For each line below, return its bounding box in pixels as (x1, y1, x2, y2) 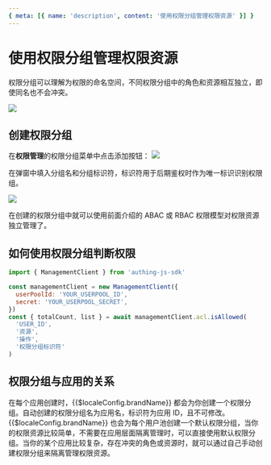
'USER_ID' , (15, 320, 52, 329)
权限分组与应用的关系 (8, 375, 115, 388)
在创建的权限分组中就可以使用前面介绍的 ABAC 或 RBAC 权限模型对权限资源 (8, 210, 260, 220)
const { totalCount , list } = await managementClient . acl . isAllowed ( (8, 313, 248, 321)
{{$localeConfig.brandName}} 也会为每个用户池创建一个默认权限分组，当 (8, 417, 252, 427)
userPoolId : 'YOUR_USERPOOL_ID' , (15, 290, 128, 298)
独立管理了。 (8, 221, 51, 230)
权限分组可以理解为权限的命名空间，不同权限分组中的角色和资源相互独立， (8, 77, 256, 87)
